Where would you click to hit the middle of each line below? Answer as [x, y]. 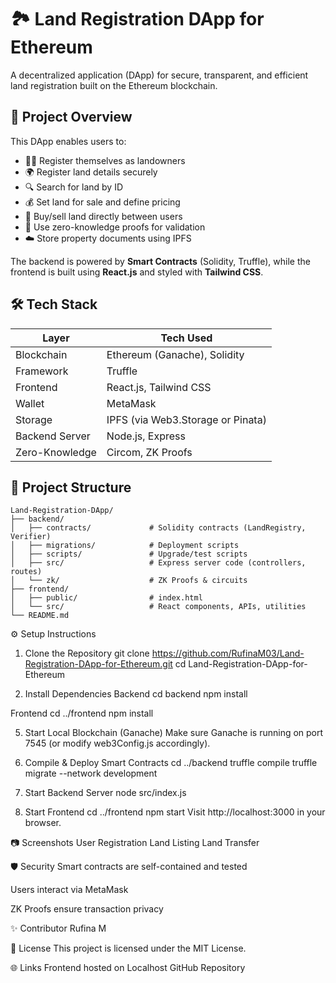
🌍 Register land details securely [91, 172]
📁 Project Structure [71, 487]
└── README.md [40, 616]
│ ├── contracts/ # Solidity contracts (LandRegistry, [158, 528]
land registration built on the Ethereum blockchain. [114, 85]
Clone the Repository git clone [87, 653]
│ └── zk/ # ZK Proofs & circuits [129, 581]
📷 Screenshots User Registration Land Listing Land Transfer [135, 843]
